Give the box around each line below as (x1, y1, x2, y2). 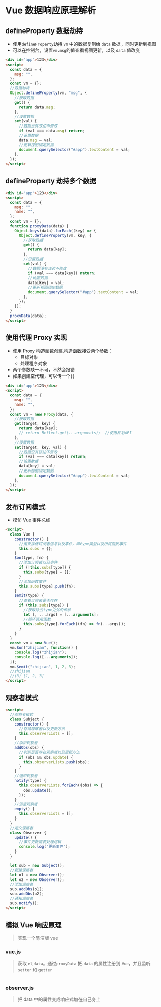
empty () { (14, 806, 35, 812)
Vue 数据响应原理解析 (5, 5, 96, 16)
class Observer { (10, 830, 47, 835)
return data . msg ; (18, 105, 56, 110)
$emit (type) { (14, 593, 44, 599)
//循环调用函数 (23, 617, 51, 622)
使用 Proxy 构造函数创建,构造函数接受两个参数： (12, 348, 113, 354)
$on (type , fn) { (14, 555, 49, 560)
